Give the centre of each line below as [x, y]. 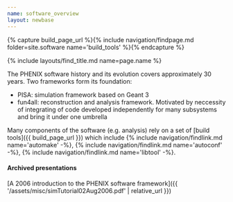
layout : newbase [31, 20]
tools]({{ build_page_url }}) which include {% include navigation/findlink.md [115, 137]
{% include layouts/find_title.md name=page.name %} [84, 60]
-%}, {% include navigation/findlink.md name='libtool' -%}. [92, 152]
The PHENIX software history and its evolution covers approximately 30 [109, 74]
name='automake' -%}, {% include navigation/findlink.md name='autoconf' [115, 145]
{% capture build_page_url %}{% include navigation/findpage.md [101, 39]
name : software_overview [43, 13]
